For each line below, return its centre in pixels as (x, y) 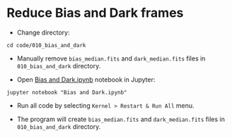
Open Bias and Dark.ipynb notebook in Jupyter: (86, 80)
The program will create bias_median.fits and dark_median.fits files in (121, 119)
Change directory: (43, 32)
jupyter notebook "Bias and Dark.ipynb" (67, 92)
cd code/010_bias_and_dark (46, 45)
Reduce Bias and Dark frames (95, 13)
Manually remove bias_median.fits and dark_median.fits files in (111, 58)
